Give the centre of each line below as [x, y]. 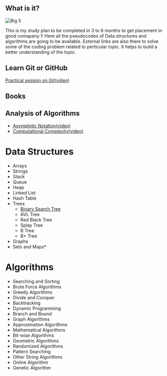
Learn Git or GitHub [36, 68]
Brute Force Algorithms [37, 287]
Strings [20, 171]
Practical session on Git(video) [37, 80]
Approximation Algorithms [40, 324]
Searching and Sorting [36, 281]
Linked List [24, 193]
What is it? [22, 8]
